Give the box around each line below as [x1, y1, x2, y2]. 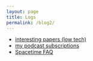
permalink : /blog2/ [6, 20, 55, 25]
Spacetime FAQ [14, 49, 53, 56]
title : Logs [6, 14, 36, 20]
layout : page [6, 8, 39, 15]
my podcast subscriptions [14, 42, 80, 49]
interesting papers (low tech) [14, 36, 87, 43]
